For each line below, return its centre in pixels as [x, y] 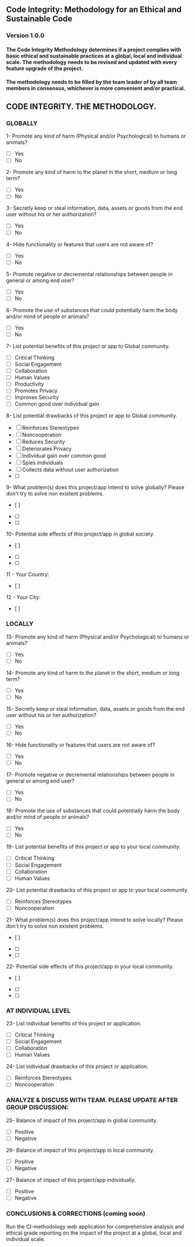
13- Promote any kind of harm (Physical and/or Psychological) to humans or [98, 637]
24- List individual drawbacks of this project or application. [77, 1067]
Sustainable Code [39, 19]
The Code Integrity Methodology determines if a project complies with [94, 49]
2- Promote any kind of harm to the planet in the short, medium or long [92, 172]
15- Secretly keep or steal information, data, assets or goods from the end [95, 708]
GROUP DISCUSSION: [37, 1108]
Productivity [29, 384]
